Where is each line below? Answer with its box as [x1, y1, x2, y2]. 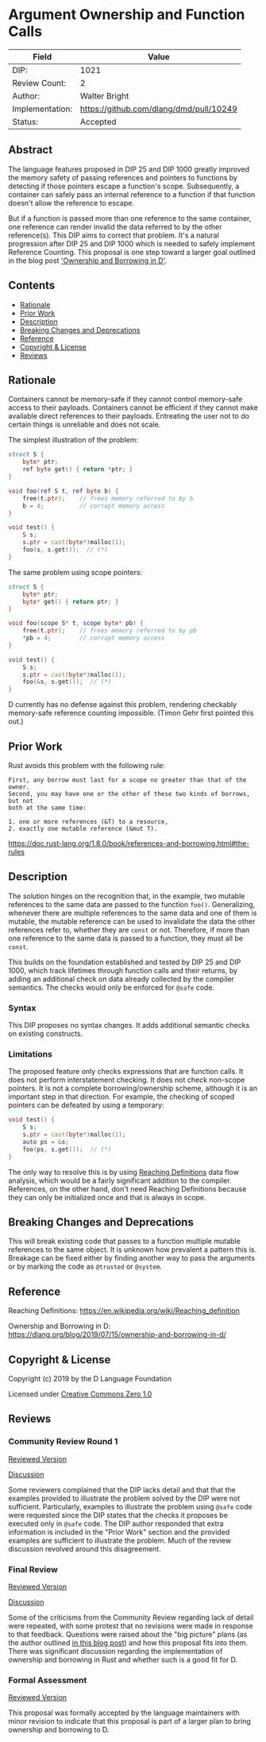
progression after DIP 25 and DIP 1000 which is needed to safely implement [8, 238, 256, 248]
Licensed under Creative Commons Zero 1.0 [8, 1389, 152, 1399]
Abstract [8, 143, 53, 156]
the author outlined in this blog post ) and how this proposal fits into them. [8, 1638, 249, 1647]
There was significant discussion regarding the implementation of [8, 1647, 223, 1656]
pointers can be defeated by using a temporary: [8, 1100, 164, 1110]
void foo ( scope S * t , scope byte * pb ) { [8, 620, 145, 628]
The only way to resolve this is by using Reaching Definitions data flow [8, 1167, 240, 1176]
